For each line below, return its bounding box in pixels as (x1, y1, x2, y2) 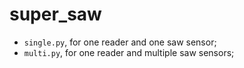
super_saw (9, 3, 102, 26)
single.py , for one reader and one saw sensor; (23, 36, 217, 48)
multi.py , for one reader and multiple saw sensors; (23, 46, 235, 58)
